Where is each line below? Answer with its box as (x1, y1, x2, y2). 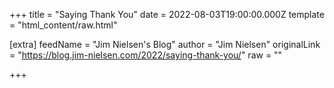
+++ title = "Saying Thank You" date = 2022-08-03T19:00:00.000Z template (9, 9, 325, 20)
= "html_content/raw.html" (9, 19, 118, 31)
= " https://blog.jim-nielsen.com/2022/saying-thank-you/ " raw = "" (9, 49, 283, 61)
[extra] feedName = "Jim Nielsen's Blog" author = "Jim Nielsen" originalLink (9, 39, 321, 50)
